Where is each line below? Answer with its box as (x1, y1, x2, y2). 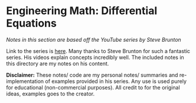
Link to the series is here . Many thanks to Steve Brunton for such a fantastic (6, 47, 191, 54)
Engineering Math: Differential (6, 4, 158, 18)
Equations (6, 16, 57, 30)
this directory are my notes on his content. (6, 60, 109, 67)
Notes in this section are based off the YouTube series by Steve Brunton (6, 36, 181, 43)
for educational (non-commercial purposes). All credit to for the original (6, 84, 180, 91)
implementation (6, 78, 44, 85)
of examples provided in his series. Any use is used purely (45, 78, 187, 85)
